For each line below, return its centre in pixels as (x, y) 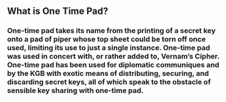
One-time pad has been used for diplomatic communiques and (113, 65)
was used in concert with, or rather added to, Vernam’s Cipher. (113, 56)
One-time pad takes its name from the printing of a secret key (111, 31)
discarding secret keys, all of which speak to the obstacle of (109, 82)
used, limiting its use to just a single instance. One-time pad (109, 48)
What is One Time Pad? (58, 11)
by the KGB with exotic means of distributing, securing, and (108, 73)
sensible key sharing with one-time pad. (75, 90)
